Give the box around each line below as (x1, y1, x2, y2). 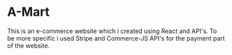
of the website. (7, 41, 50, 49)
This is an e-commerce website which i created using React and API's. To (7, 27, 217, 35)
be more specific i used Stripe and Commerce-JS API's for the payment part (7, 34, 225, 42)
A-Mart (7, 4, 50, 20)
